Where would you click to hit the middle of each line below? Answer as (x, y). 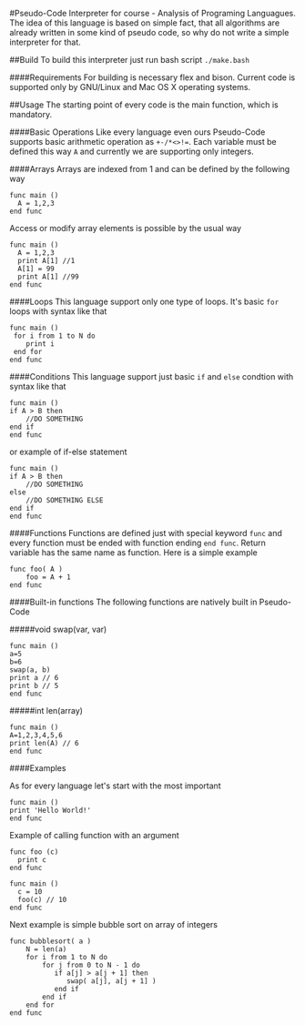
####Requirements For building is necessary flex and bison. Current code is (152, 77)
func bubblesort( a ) (51, 941)
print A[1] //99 (48, 277)
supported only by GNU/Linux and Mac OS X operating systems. (130, 87)
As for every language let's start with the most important (115, 786)
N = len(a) (46, 949)
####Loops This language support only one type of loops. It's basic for (144, 301)
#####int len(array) (46, 710)
